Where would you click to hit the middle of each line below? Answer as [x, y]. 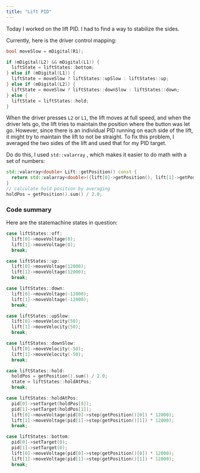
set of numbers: [26, 161]
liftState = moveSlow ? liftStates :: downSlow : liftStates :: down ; [96, 90]
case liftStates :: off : [34, 234]
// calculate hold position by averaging [58, 189]
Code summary [29, 210]
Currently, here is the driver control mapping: [61, 40]
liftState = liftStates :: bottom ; [53, 67]
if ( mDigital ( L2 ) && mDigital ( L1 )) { [53, 62]
